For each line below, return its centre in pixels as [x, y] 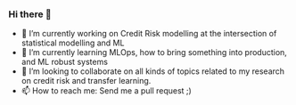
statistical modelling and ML [73, 43]
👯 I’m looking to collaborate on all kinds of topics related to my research [153, 71]
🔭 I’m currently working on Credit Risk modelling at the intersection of [149, 34]
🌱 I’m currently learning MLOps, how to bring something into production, [154, 52]
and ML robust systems [65, 62]
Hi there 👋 [30, 14]
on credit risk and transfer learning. [86, 81]
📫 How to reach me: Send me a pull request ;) [107, 91]
